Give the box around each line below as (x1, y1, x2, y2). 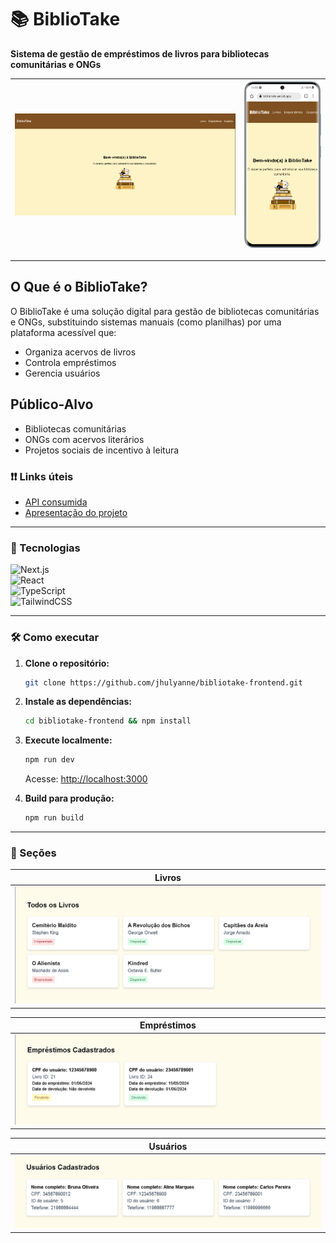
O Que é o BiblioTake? (10, 279, 148, 296)
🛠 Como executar (10, 631, 100, 645)
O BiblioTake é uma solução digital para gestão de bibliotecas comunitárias (10, 305, 320, 317)
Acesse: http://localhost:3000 (24, 773, 148, 785)
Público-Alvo (10, 396, 94, 413)
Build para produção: (24, 792, 115, 805)
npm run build (24, 813, 84, 823)
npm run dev (24, 755, 75, 765)
